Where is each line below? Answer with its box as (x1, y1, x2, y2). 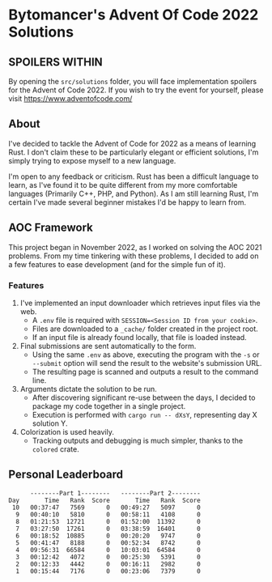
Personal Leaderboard (8, 468, 124, 482)
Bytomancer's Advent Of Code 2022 (8, 6, 259, 24)
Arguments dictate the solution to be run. (19, 384, 158, 393)
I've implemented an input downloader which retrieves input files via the (19, 298, 261, 308)
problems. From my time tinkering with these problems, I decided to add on (8, 251, 259, 261)
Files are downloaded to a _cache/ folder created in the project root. (32, 324, 259, 333)
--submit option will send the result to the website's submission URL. (32, 358, 262, 367)
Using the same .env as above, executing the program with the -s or (32, 350, 261, 359)
